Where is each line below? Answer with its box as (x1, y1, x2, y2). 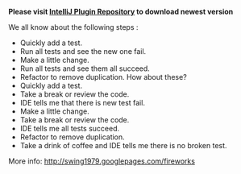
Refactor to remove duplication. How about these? (19, 72, 187, 81)
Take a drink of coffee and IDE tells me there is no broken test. (19, 141, 227, 150)
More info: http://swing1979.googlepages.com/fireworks (8, 156, 196, 166)
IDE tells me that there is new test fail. (19, 98, 145, 107)
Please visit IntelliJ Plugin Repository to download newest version (8, 7, 234, 16)
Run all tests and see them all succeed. (19, 64, 151, 73)
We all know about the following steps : (8, 23, 139, 31)
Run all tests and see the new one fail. (19, 47, 147, 56)
